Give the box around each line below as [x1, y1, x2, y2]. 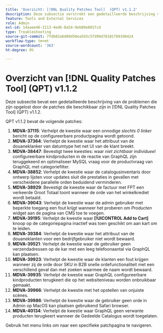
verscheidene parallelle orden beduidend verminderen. [12, 180, 122, 185]
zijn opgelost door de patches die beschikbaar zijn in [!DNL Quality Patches [5, 104, 156, 110]
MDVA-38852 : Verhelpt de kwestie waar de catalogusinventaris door [12, 169, 151, 175]
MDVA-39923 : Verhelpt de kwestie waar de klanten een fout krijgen [12, 257, 149, 262]
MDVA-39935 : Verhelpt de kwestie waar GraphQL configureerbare [12, 272, 147, 278]
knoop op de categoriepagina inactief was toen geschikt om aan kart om [12, 221, 158, 227]
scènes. [12, 292, 29, 298]
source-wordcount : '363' [5, 43, 56, 48]
